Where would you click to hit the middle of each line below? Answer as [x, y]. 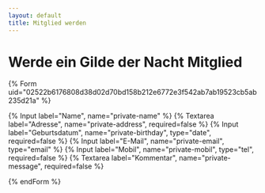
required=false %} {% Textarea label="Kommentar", [93, 158]
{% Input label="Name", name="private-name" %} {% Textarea [112, 116]
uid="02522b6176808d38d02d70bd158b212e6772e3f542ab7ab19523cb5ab [132, 93]
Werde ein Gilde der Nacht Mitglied [125, 62]
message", [26, 166]
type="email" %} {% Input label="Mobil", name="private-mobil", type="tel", [131, 149]
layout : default [35, 15]
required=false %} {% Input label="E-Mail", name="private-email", [116, 141]
